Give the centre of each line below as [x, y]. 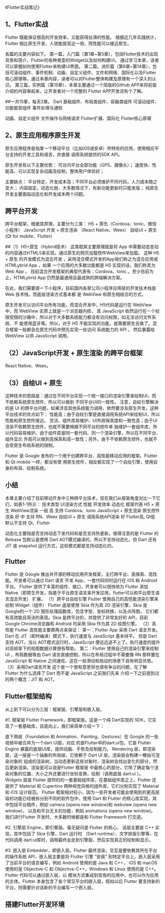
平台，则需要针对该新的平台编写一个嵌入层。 [50, 887]
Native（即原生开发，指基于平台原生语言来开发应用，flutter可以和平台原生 [80, 592]
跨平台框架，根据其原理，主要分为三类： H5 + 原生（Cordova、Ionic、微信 [81, 224]
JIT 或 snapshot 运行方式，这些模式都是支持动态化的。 [61, 545]
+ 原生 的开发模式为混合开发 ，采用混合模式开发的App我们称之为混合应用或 [82, 259]
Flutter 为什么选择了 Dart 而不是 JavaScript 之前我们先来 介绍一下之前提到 [80, 673]
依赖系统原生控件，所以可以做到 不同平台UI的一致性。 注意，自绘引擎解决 [84, 402]
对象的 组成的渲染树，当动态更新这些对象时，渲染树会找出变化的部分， [81, 761]
